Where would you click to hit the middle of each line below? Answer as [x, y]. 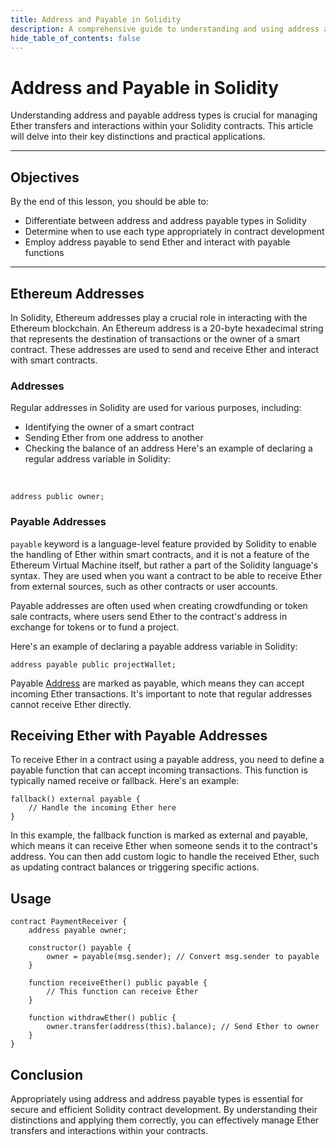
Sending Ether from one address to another [114, 438]
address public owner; [57, 497]
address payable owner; [78, 931]
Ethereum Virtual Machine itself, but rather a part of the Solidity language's [164, 565]
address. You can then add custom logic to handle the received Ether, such [165, 857]
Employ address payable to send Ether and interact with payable [157, 242]
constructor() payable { [80, 948]
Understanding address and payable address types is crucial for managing [164, 115]
